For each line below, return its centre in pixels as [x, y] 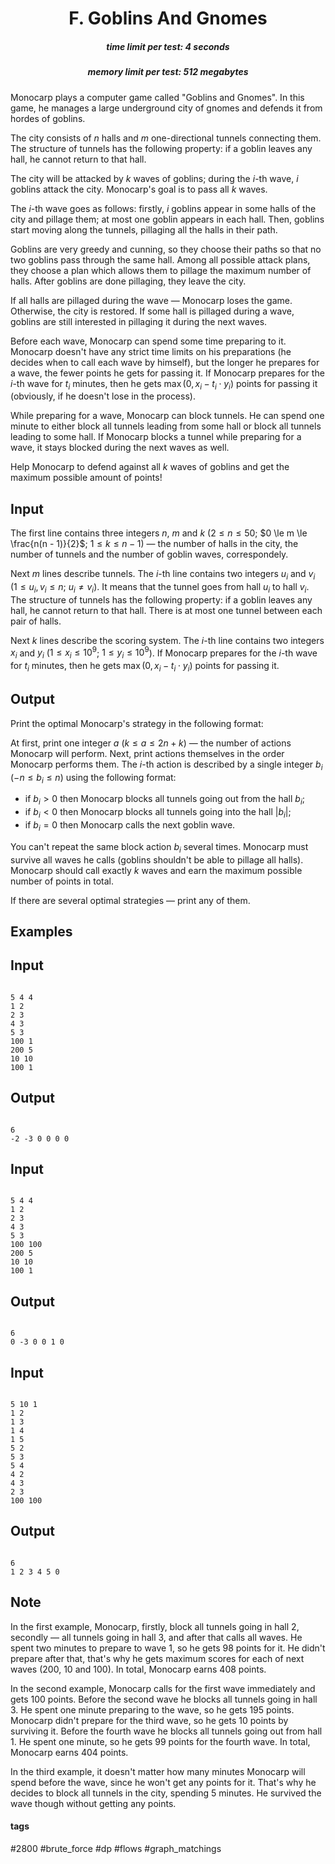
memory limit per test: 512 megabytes [168, 72]
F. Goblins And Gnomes [168, 18]
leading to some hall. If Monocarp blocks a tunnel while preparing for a [156, 437]
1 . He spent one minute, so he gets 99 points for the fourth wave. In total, [160, 1741]
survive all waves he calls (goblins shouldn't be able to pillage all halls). [157, 859]
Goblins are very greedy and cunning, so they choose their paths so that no [166, 249]
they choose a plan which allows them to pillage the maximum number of [161, 270]
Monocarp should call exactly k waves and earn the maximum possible [156, 870]
